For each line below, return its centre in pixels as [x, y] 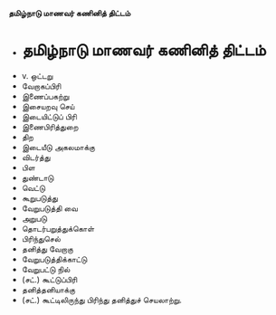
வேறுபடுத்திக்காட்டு [54, 259]
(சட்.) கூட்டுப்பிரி [49, 279]
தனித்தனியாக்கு [48, 290]
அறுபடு [34, 218]
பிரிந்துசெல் [41, 238]
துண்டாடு [38, 177]
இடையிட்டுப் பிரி [49, 116]
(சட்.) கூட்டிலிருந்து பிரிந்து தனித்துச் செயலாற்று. [102, 300]
